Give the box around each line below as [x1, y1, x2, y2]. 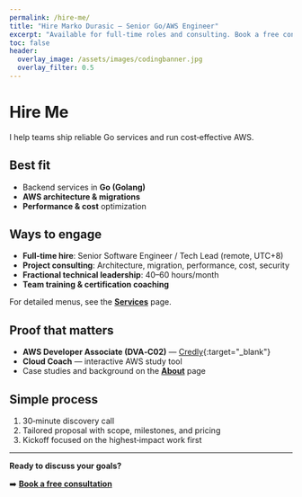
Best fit [9, 158, 51, 173]
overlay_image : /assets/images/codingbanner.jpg [17, 55, 203, 64]
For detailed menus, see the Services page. [9, 297, 173, 307]
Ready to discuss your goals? [9, 460, 122, 472]
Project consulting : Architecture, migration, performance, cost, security [22, 260, 290, 271]
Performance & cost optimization [22, 200, 147, 211]
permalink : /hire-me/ [9, 13, 91, 22]
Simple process [9, 392, 99, 407]
